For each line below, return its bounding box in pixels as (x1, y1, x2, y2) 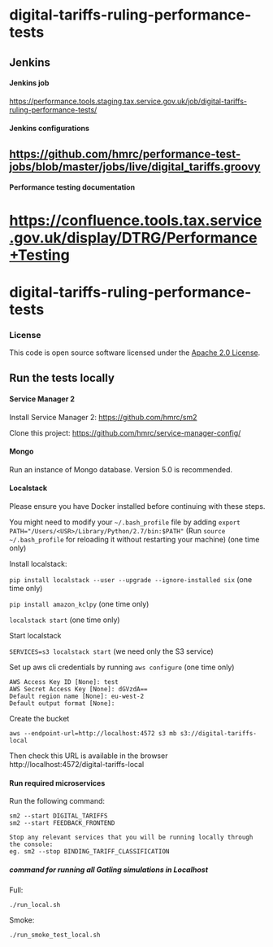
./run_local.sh (9, 901, 61, 910)
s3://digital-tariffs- (180, 730, 257, 738)
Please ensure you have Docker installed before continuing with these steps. (9, 502, 266, 511)
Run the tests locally (9, 371, 115, 385)
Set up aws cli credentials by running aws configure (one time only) (9, 662, 235, 673)
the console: (9, 840, 54, 848)
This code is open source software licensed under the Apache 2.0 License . (9, 348, 261, 357)
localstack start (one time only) (9, 615, 120, 625)
